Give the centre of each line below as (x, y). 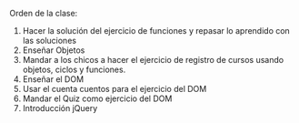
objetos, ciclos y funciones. (74, 69)
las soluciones (50, 41)
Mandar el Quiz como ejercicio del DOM (97, 98)
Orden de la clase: (44, 13)
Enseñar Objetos (54, 50)
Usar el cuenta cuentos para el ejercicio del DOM (115, 89)
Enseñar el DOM (53, 79)
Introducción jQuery (60, 108)
